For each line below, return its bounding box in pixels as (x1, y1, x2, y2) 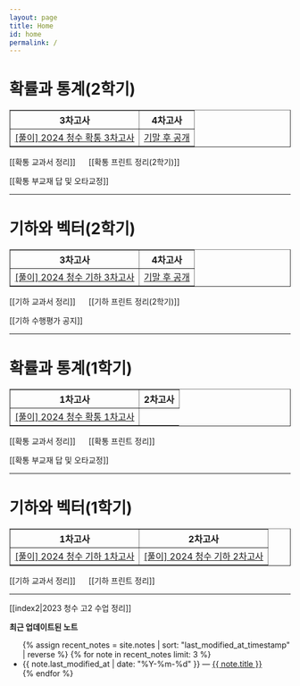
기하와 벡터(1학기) (9, 498, 133, 518)
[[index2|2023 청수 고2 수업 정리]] (9, 603, 132, 613)
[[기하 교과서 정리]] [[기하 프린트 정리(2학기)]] (9, 297, 180, 307)
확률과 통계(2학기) (9, 79, 136, 99)
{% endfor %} (21, 668, 74, 679)
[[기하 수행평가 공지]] (9, 315, 83, 326)
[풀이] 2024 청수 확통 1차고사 (14, 411, 136, 423)
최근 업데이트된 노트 (9, 622, 79, 632)
